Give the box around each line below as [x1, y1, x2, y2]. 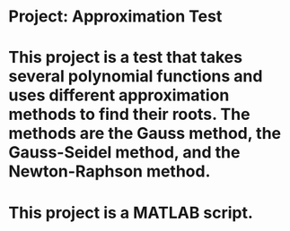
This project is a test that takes [8, 47, 243, 68]
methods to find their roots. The [8, 105, 250, 124]
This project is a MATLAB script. [8, 202, 253, 223]
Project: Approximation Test [8, 6, 223, 27]
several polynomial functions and [8, 66, 263, 87]
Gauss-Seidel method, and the [8, 142, 241, 163]
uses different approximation [8, 85, 230, 106]
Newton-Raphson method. [8, 161, 211, 182]
